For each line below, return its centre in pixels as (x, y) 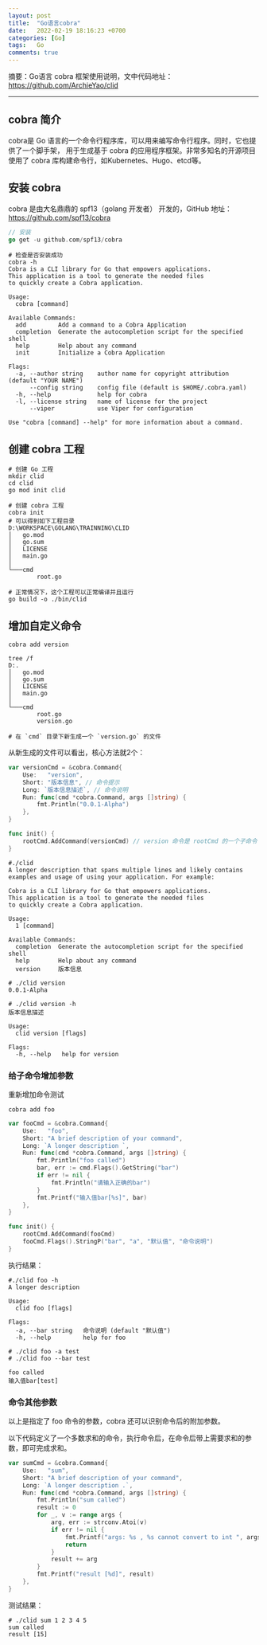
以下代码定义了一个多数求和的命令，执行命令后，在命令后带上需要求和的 (126, 1438)
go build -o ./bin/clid (48, 599)
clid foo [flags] (44, 1308)
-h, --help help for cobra (81, 395)
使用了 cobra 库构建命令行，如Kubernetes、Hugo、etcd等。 (107, 160)
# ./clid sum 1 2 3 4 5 (48, 1620)
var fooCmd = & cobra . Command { (58, 1123)
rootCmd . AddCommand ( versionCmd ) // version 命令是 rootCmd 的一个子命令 (140, 841)
